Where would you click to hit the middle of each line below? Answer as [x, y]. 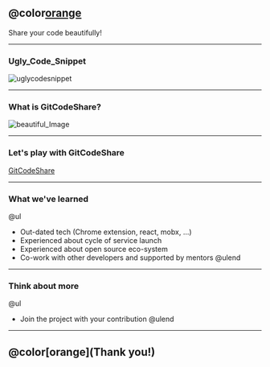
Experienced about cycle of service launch [91, 240]
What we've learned [49, 199]
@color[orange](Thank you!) [82, 352]
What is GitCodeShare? [55, 107]
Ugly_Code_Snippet [47, 61]
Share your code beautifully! [55, 32]
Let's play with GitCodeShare [66, 153]
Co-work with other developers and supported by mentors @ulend [130, 258]
